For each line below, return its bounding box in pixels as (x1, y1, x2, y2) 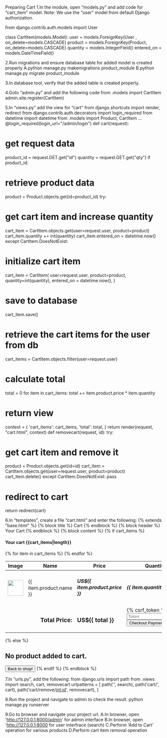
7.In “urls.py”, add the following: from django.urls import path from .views (5, 676, 155, 682)
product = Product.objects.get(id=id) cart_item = (5, 463, 105, 469)
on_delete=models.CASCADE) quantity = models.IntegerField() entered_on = (5, 45, 162, 50)
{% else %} (5, 637, 29, 643)
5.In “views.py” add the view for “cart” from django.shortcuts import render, (5, 105, 161, 110)
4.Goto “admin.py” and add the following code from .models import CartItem (5, 90, 162, 95)
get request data (5, 138, 75, 149)
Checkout (129, 620, 147, 625)
